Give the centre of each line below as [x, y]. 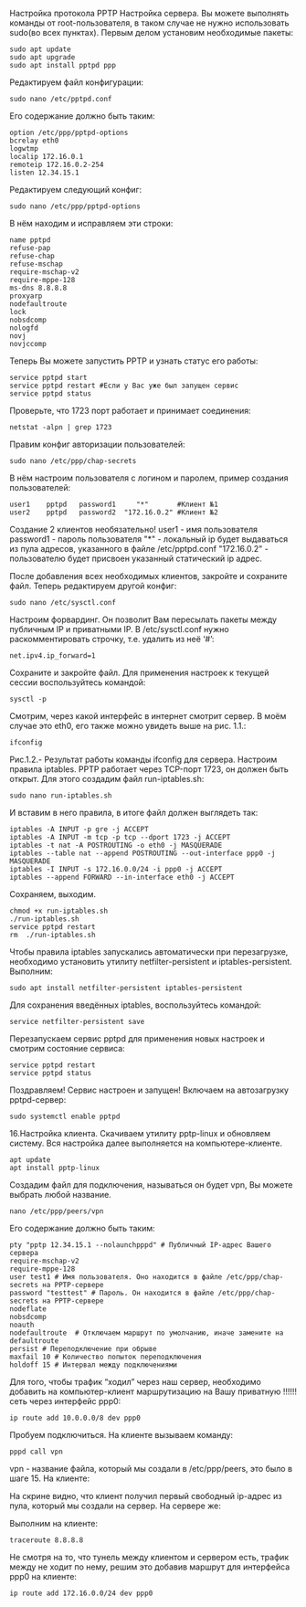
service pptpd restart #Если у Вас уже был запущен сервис [124, 386]
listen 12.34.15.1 [44, 173]
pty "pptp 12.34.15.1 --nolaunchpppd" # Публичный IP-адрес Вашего [141, 1245]
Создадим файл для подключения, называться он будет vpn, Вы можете [151, 1185]
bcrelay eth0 [34, 141]
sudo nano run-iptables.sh [61, 796]
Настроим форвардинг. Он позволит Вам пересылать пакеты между [143, 619]
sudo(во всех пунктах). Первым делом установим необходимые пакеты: [152, 32]
